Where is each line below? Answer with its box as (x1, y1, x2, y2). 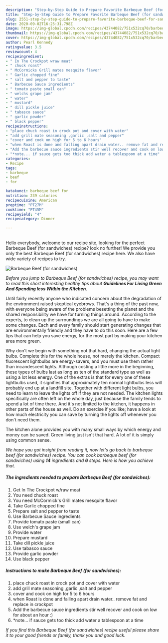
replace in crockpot (12, 601, 53, 607)
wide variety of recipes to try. (5, 256, 66, 262)
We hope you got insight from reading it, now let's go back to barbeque (5, 447, 153, 453)
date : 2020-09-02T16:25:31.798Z (5, 21, 73, 27)
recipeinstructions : (5, 124, 49, 129)
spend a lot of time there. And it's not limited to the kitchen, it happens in (5, 401, 155, 407)
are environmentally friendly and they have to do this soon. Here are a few (5, 327, 158, 333)
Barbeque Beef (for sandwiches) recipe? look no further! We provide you (5, 245, 156, 251)
